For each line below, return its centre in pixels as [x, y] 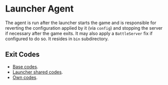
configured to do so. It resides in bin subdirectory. [57, 39]
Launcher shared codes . [38, 72]
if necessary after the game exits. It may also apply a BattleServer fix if [79, 33]
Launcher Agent [39, 9]
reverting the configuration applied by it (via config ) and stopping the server [84, 28]
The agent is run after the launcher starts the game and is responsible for [81, 23]
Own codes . [25, 77]
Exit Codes [23, 55]
